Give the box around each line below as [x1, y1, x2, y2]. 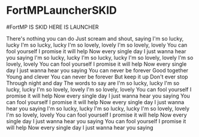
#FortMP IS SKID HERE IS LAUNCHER [6, 23, 99, 31]
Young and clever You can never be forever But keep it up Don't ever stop [6, 73, 188, 80]
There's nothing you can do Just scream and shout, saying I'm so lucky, [6, 35, 184, 42]
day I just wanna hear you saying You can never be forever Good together [6, 66, 189, 74]
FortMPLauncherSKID [6, 4, 117, 17]
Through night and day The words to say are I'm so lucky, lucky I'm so [6, 79, 180, 87]
